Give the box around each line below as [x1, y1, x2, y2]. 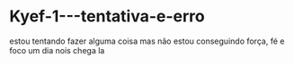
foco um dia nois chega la [9, 45, 105, 55]
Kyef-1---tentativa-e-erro [9, 6, 205, 27]
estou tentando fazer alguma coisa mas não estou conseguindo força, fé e [9, 36, 285, 46]
